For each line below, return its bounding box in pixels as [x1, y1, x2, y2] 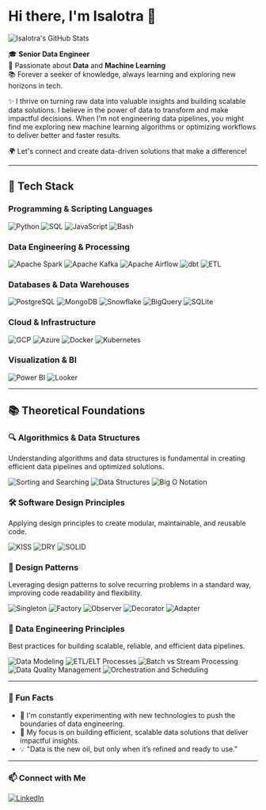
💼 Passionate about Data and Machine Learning [8, 60, 166, 70]
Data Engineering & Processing [8, 241, 131, 252]
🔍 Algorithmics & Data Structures [8, 432, 141, 443]
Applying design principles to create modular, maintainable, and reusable [8, 518, 247, 528]
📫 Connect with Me [8, 772, 86, 783]
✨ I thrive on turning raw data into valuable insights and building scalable [8, 96, 246, 105]
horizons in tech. [8, 81, 63, 90]
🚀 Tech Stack [8, 180, 74, 193]
